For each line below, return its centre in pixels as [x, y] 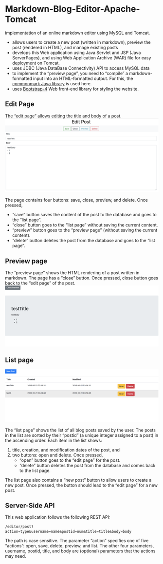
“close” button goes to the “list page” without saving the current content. [85, 225]
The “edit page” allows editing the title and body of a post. [63, 116]
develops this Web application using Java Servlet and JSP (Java [76, 53]
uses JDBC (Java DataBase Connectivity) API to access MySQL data [81, 68]
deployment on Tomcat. [36, 63]
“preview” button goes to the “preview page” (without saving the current [85, 230]
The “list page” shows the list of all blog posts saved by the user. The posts [80, 430]
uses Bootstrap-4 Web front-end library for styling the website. [75, 89]
